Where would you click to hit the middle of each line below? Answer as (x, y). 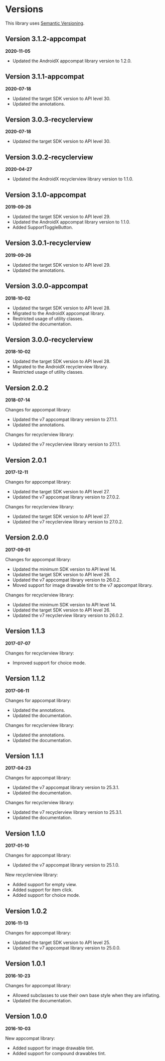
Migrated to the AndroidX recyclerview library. (60, 367)
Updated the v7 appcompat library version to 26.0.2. (67, 580)
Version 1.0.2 (26, 911)
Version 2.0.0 (27, 538)
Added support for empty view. (45, 885)
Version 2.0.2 (27, 388)
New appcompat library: (30, 1038)
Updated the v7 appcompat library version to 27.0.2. (66, 497)
